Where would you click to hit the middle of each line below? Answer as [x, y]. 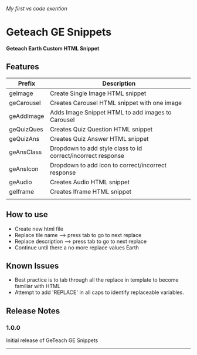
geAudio [21, 182]
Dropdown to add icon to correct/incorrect [108, 165]
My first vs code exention [37, 9]
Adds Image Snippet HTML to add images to [111, 112]
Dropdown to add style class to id [96, 148]
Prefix [26, 83]
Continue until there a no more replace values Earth [77, 247]
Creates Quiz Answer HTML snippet [99, 138]
